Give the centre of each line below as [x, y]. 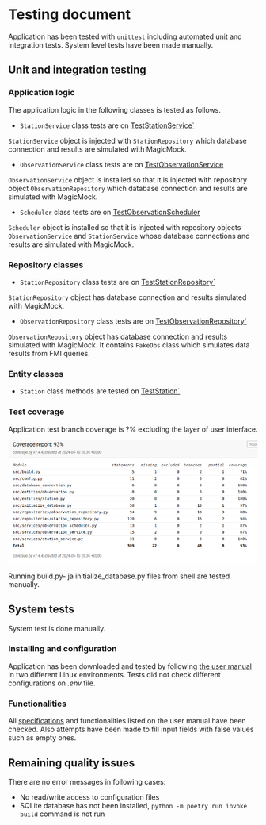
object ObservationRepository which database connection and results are [128, 188]
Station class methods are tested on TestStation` [100, 391]
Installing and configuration [63, 649]
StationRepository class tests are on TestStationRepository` [118, 282]
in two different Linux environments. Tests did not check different [115, 674]
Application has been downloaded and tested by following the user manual [130, 666]
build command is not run [62, 814]
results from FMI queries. [49, 353]
